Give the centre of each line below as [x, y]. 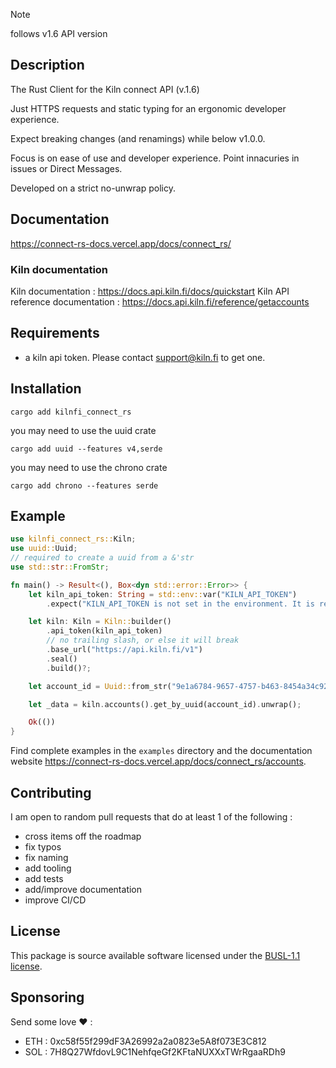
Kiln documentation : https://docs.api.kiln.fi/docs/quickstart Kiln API [150, 291]
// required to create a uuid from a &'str [102, 558]
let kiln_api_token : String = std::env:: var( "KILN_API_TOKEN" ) [163, 594]
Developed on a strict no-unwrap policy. [93, 188]
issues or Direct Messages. [66, 168]
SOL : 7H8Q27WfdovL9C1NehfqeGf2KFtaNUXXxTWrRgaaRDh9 [155, 1051]
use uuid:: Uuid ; [44, 549]
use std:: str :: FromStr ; [60, 567]
